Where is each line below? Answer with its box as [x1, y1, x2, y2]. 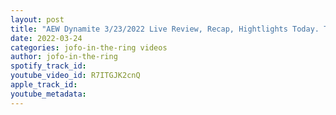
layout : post [10, 14, 65, 25]
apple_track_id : [10, 80, 78, 90]
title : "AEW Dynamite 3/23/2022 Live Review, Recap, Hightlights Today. [10, 24, 320, 34]
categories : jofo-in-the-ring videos [10, 42, 168, 53]
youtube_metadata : [10, 89, 87, 99]
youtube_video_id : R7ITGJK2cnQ [10, 71, 141, 81]
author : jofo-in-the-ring [10, 52, 118, 62]
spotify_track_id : [10, 61, 87, 71]
